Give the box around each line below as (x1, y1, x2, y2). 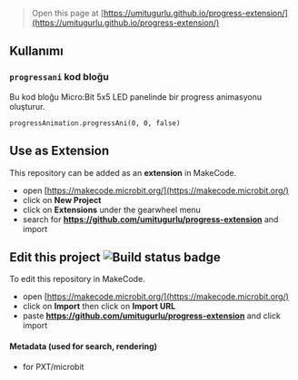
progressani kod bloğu (9, 71, 109, 83)
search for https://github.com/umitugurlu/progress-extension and (22, 213, 279, 225)
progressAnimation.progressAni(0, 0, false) (9, 118, 181, 128)
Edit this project (9, 249, 101, 265)
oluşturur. (9, 101, 45, 112)
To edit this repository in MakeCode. (9, 274, 145, 285)
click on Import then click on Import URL (22, 301, 176, 312)
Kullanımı (9, 44, 64, 59)
